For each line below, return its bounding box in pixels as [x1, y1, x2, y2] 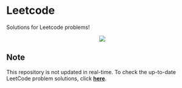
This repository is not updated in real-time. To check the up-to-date [6, 68, 177, 75]
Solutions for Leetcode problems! [6, 24, 90, 31]
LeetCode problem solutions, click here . [6, 75, 107, 82]
